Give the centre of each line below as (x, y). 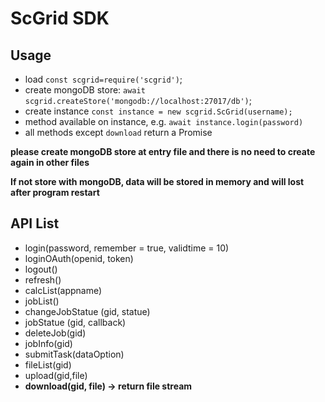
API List (35, 223)
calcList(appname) (63, 290)
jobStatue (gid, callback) (75, 322)
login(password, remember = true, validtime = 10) (127, 248)
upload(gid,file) (56, 375)
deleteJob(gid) (55, 333)
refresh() (43, 279)
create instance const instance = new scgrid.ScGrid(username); (158, 111)
